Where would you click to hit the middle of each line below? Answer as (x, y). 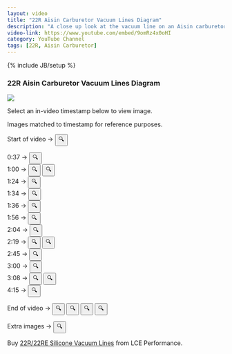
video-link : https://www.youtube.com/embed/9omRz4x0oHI (89, 33)
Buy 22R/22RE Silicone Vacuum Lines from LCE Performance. (95, 343)
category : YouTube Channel (46, 39)
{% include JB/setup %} (41, 65)
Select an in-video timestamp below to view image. (80, 111)
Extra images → (29, 326)
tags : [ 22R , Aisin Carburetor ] (52, 46)
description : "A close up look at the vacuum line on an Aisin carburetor (117, 26)
